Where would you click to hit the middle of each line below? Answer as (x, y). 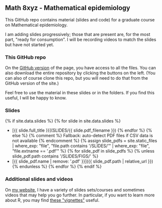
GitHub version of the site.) (32, 83)
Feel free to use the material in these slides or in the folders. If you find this (80, 93)
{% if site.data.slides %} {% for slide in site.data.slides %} (63, 121)
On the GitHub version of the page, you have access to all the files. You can (81, 68)
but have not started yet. (30, 44)
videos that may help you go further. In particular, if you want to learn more (80, 195)
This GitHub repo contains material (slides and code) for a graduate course (80, 19)
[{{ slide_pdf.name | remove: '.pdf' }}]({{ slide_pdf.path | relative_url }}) (83, 161)
